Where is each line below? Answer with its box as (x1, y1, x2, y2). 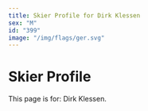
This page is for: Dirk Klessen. (8, 94, 107, 104)
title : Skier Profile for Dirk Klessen (8, 11, 141, 20)
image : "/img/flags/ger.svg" (8, 33, 105, 42)
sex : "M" (8, 19, 37, 27)
